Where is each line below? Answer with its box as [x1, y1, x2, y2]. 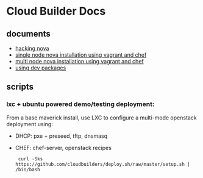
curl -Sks [18, 155, 43, 162]
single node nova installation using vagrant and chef [15, 51, 147, 59]
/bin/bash [15, 166, 41, 173]
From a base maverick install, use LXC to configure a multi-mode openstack [6, 114, 197, 121]
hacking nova [15, 44, 49, 52]
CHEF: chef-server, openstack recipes [15, 144, 112, 151]
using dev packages [15, 64, 66, 71]
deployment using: [6, 120, 53, 127]
